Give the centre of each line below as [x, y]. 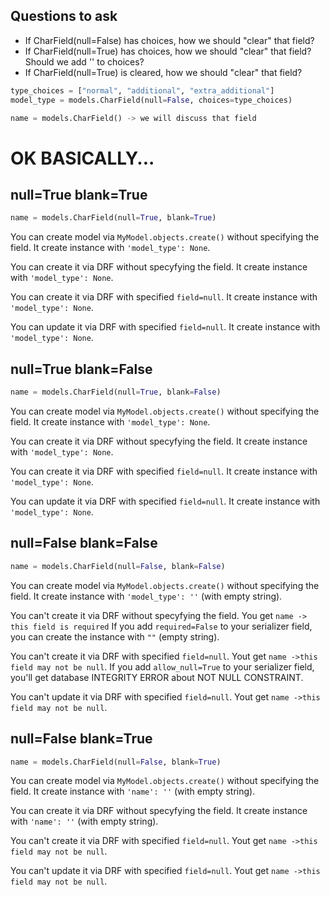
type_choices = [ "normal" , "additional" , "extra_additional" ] [142, 90]
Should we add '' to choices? [84, 61]
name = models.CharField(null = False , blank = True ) [116, 762]
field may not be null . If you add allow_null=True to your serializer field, [162, 666]
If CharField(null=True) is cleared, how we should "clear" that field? [163, 72]
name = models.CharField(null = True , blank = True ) [113, 218]
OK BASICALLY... [82, 158]
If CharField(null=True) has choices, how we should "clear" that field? [168, 51]
